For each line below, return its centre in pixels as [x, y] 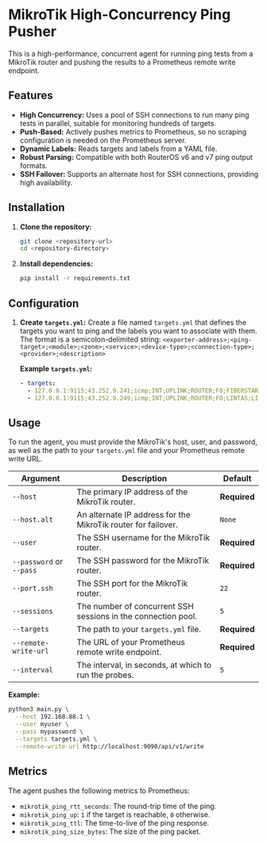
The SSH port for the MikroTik [132, 584]
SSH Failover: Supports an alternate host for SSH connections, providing [139, 174]
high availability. [46, 182]
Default [237, 479]
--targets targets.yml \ [56, 739]
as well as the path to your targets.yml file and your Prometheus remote [126, 451]
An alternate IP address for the [133, 515]
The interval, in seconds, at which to [144, 665]
